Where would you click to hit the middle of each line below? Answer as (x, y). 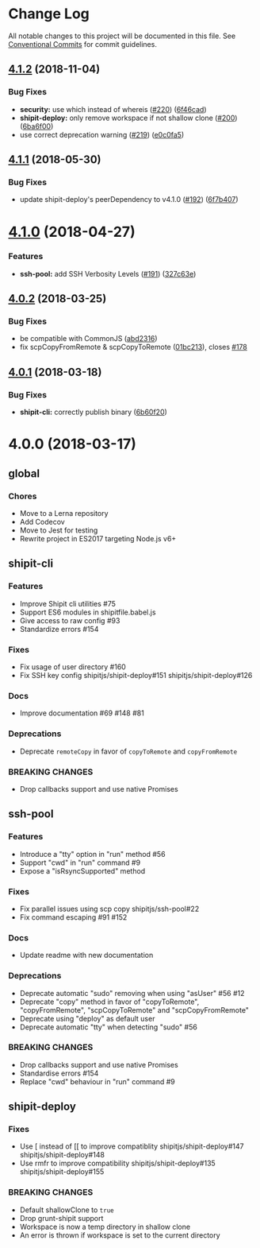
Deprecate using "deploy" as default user (87, 1018)
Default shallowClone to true (67, 1210)
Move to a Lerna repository (64, 514)
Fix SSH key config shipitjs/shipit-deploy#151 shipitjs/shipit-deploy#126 (136, 676)
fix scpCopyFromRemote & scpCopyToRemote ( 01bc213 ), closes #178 (134, 347)
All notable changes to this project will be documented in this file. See (122, 36)
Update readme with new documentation (86, 955)
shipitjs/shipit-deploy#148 (62, 1155)
